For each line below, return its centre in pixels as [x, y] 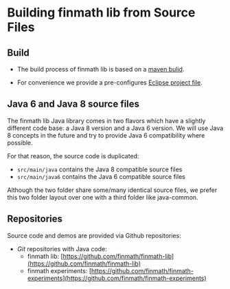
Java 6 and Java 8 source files [73, 104]
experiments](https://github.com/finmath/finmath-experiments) [117, 278]
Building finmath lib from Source [101, 13]
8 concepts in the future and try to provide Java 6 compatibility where [106, 135]
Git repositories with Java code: [62, 248]
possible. [20, 142]
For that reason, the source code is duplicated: [73, 156]
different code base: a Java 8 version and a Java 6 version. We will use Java [115, 128]
